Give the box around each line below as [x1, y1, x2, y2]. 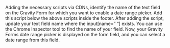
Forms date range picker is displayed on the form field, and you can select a [5, 32, 165, 37]
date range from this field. [5, 37, 60, 43]
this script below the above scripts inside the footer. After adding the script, [5, 15, 164, 21]
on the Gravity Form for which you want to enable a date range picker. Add [5, 10, 162, 16]
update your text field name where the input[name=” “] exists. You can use [5, 20, 162, 27]
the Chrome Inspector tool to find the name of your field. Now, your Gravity [5, 26, 163, 32]
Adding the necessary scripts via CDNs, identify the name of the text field [5, 5, 161, 10]
